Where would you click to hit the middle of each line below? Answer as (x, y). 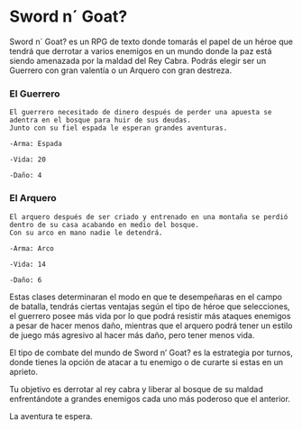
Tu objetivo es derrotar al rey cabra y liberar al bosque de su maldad (137, 389)
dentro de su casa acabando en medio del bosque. (105, 224)
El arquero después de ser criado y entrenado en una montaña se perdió (149, 217)
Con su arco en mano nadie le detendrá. (87, 233)
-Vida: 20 (28, 160)
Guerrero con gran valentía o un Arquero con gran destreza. (121, 70)
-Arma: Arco (32, 248)
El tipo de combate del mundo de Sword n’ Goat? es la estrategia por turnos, (151, 352)
